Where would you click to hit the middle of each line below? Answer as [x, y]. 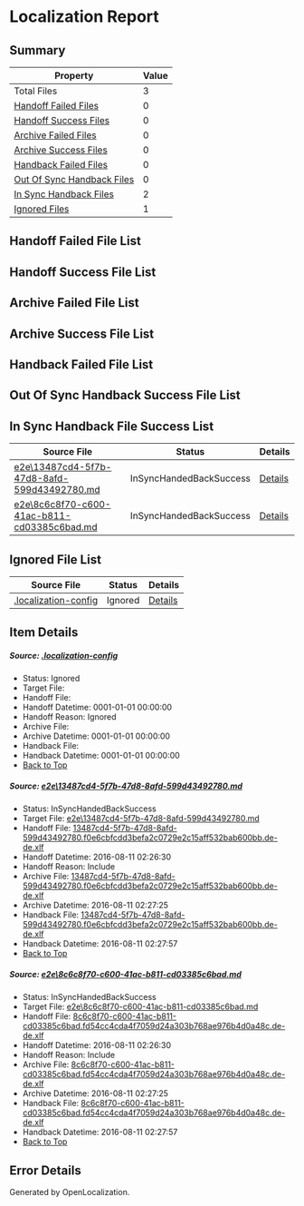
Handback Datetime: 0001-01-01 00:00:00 [101, 756]
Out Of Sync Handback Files [74, 179]
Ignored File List [56, 559]
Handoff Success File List [83, 272]
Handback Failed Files [61, 165]
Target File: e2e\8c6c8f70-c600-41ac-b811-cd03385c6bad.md [140, 1007]
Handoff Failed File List [76, 241]
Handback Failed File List [81, 364]
